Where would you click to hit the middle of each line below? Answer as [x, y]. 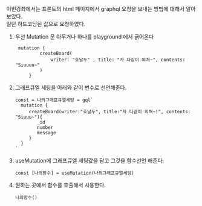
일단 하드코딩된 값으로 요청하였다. [46, 24]
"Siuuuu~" [28, 65]
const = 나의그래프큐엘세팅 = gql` [54, 100]
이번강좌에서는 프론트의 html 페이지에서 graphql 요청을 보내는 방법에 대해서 [96, 9]
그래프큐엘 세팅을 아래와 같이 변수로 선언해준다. [71, 87]
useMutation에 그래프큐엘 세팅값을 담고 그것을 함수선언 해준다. [90, 161]
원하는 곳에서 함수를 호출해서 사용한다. [60, 185]
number [45, 128]
